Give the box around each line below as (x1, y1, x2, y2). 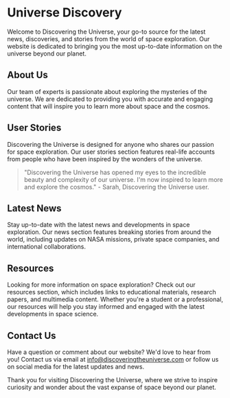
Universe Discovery (7, 5, 122, 21)
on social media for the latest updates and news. (7, 362, 145, 371)
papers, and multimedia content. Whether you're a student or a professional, (7, 295, 224, 303)
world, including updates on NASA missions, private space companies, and (7, 235, 220, 244)
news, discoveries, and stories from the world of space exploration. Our (7, 34, 210, 43)
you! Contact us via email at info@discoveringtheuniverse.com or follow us (7, 355, 219, 363)
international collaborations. (7, 242, 86, 251)
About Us (7, 69, 48, 81)
